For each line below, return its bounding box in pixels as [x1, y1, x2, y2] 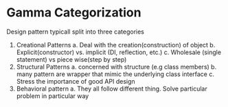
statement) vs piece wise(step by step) [16, 55, 127, 63]
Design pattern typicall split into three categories [6, 27, 145, 36]
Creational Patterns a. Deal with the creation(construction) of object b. [16, 40, 216, 49]
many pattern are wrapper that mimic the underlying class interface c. [16, 70, 214, 78]
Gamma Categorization [6, 5, 141, 21]
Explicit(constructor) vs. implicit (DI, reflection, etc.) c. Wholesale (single [16, 48, 221, 56]
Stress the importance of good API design [16, 77, 135, 85]
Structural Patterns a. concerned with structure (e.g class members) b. [16, 62, 217, 71]
